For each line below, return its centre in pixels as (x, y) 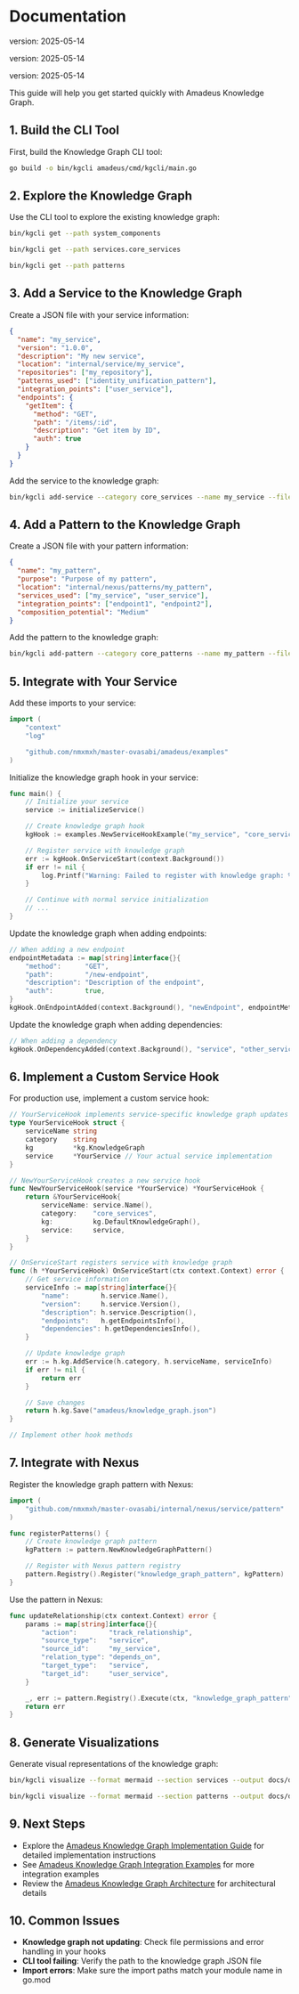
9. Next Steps (48, 1824)
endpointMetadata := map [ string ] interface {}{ (95, 958)
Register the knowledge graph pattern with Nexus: (101, 1484)
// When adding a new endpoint (67, 949)
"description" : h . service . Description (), (119, 1312)
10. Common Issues (65, 1921)
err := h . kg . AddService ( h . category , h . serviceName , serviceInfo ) (149, 1362)
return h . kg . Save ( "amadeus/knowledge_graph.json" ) (121, 1411)
